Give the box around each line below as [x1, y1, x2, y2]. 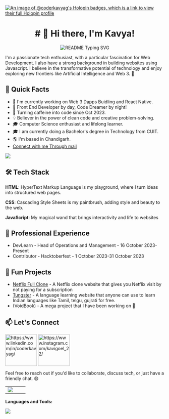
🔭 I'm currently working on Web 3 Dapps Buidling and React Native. [12, 99, 153, 105]
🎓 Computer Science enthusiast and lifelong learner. [12, 120, 124, 127]
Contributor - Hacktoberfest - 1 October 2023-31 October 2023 [12, 253, 144, 259]
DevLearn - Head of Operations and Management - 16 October [12, 242, 143, 248]
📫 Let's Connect [5, 318, 60, 326]
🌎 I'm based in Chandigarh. [12, 136, 71, 142]
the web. [5, 204, 24, 211]
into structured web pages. [5, 189, 62, 195]
